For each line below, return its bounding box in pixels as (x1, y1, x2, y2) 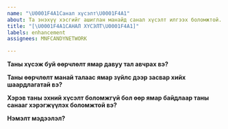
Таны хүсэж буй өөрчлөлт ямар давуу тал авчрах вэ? (7, 60, 169, 68)
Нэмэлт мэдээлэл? (7, 114, 66, 123)
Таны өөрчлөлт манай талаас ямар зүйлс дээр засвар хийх (7, 73, 186, 82)
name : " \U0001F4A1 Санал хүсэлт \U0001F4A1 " (7, 10, 130, 17)
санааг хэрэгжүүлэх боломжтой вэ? (7, 101, 118, 109)
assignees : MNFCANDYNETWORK (7, 35, 88, 42)
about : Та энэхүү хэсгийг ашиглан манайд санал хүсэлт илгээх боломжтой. (7, 16, 223, 23)
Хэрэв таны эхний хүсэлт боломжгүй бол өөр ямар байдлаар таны (7, 94, 210, 102)
